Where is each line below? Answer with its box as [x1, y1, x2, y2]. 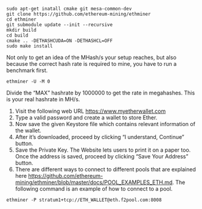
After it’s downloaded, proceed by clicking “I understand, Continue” [15, 133, 184, 140]
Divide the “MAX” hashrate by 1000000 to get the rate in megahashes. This [6, 89, 195, 96]
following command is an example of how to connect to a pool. [15, 185, 173, 192]
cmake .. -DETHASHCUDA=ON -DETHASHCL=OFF [6, 38, 113, 44]
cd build [6, 32, 29, 38]
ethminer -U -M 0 [6, 79, 50, 85]
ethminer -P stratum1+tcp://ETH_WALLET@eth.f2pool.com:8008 [6, 197, 162, 203]
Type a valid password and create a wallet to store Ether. [15, 114, 158, 121]
